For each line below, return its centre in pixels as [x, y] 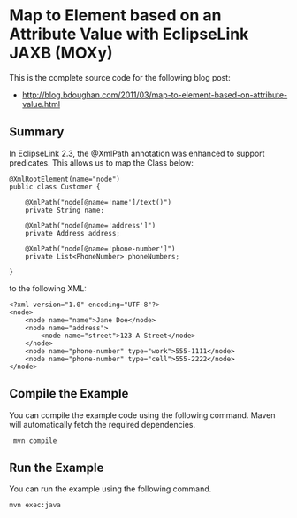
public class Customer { [55, 187]
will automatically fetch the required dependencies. [103, 424]
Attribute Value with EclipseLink [129, 34]
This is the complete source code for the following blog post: [120, 77]
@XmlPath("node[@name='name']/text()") [99, 202]
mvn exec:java [35, 506]
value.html [41, 104]
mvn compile [35, 441]
